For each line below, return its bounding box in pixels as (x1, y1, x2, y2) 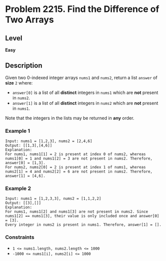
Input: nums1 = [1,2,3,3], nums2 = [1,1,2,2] (5, 196, 101, 201)
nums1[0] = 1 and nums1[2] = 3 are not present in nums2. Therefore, (5, 156, 153, 161)
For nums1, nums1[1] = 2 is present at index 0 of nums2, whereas (5, 152, 146, 157)
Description (5, 61, 42, 70)
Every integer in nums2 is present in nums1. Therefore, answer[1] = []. (5, 222, 162, 227)
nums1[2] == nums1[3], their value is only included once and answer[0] (5, 214, 160, 219)
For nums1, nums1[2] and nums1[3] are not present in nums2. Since (5, 209, 149, 214)
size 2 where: (5, 80, 33, 86)
